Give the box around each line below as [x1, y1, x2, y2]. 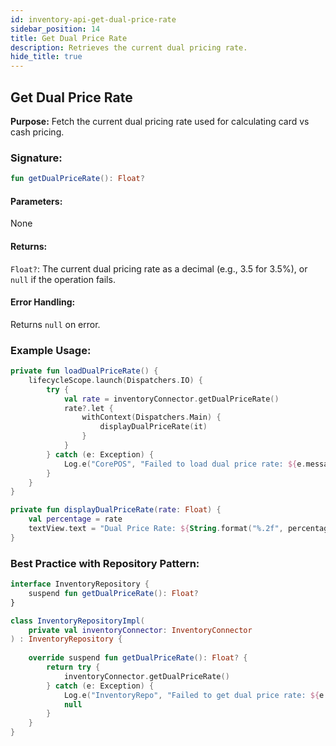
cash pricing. [10, 126, 65, 138]
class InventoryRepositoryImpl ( [10, 616, 145, 626]
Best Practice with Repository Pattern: [10, 556, 200, 570]
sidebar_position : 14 [10, 24, 101, 34]
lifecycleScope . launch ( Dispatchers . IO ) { [28, 375, 203, 385]
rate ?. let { [63, 403, 114, 413]
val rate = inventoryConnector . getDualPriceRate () [63, 394, 280, 404]
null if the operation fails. [10, 273, 116, 285]
